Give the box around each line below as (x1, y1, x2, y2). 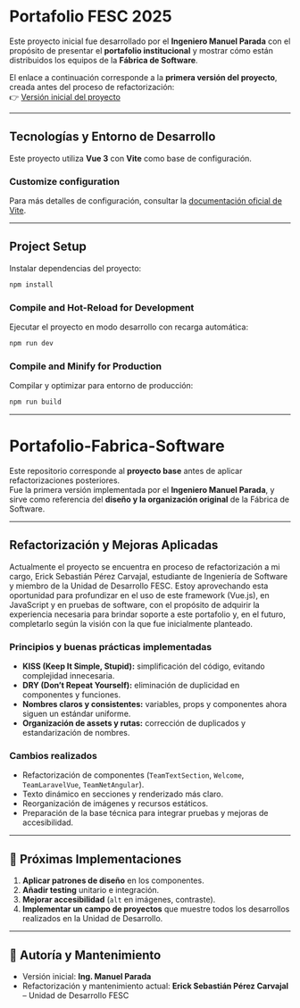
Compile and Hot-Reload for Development (9, 301, 195, 313)
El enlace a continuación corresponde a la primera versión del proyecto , (9, 71, 278, 82)
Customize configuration (9, 175, 121, 187)
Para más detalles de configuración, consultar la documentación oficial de (9, 196, 283, 206)
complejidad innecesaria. (21, 671, 115, 681)
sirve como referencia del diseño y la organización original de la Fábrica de (9, 494, 290, 505)
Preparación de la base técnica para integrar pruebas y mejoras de (21, 808, 269, 819)
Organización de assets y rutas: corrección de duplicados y (21, 718, 246, 729)
